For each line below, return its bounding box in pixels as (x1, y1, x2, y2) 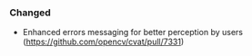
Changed (9, 6, 52, 19)
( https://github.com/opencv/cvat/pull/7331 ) (22, 36, 185, 47)
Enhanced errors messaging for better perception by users (22, 27, 244, 38)
